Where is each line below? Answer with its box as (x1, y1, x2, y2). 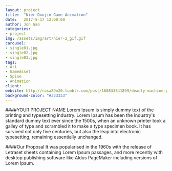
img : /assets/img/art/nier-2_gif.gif (5, 36, 86, 41)
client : (5, 83, 22, 88)
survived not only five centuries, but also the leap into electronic (5, 129, 141, 135)
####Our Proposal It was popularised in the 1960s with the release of (5, 144, 152, 150)
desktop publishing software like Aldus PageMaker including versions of (5, 155, 158, 161)
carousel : (5, 41, 27, 46)
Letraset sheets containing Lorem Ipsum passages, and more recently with (5, 149, 163, 156)
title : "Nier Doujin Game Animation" (5, 12, 88, 17)
